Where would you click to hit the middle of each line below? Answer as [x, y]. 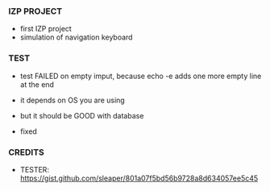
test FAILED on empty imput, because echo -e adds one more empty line [141, 76]
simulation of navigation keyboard [76, 37]
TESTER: [35, 169]
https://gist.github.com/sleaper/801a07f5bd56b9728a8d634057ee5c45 [139, 178]
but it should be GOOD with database [82, 115]
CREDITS [26, 152]
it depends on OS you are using [72, 100]
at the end [37, 84]
